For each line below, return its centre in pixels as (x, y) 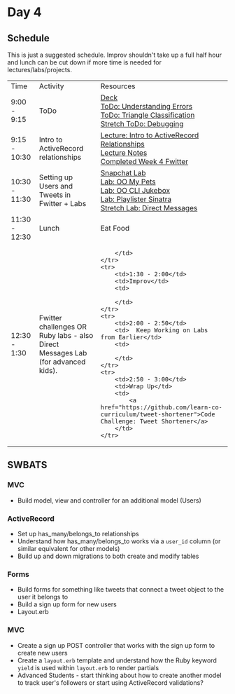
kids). (48, 370)
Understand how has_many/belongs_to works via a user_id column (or (119, 541)
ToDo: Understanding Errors (147, 106)
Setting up (56, 177)
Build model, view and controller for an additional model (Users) (109, 500)
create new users (42, 653)
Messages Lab (63, 353)
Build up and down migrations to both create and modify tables (108, 556)
